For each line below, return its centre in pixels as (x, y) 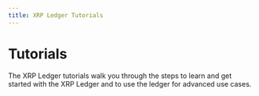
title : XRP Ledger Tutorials (56, 15)
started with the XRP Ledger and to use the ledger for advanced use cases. (130, 84)
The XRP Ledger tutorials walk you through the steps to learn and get (120, 76)
